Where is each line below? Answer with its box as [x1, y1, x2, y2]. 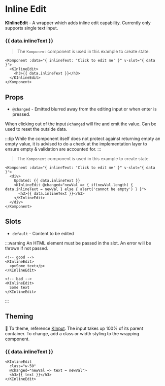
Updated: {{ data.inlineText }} [14, 178, 80, 183]
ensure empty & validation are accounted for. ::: [5, 146, 101, 152]
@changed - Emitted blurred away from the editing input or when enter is [12, 106, 157, 112]
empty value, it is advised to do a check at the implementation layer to [5, 141, 147, 147]
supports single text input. [5, 25, 58, 31]
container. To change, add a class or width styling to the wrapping [5, 330, 139, 336]
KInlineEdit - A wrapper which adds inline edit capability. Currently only [5, 20, 151, 26]
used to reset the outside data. [5, 126, 67, 132]
